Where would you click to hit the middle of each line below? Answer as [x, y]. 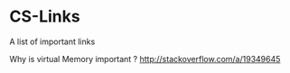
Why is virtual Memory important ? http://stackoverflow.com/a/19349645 [145, 59]
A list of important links [52, 41]
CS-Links [45, 17]
